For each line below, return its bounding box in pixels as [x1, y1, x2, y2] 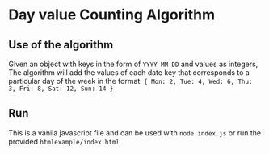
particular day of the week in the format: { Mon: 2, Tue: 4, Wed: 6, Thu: [8, 77, 253, 85]
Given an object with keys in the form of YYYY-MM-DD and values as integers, [8, 59, 258, 69]
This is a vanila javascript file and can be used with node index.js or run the [8, 127, 262, 138]
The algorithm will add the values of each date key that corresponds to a [8, 68, 250, 77]
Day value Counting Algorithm [8, 6, 216, 24]
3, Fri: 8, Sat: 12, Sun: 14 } [8, 85, 114, 93]
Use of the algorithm [8, 38, 114, 52]
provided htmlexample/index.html [8, 136, 120, 146]
